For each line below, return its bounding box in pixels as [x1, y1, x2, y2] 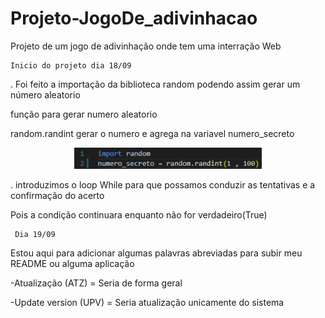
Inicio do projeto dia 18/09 [10, 60, 132, 71]
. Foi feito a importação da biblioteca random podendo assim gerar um [10, 78, 301, 90]
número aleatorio [10, 88, 81, 101]
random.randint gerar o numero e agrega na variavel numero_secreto [10, 127, 295, 139]
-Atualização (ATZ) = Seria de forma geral [10, 277, 183, 289]
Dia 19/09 [14, 230, 56, 240]
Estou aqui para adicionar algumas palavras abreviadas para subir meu [10, 247, 303, 259]
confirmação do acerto [10, 190, 105, 202]
